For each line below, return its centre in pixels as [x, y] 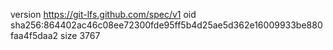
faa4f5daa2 [34, 35]
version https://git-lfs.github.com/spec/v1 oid [103, 14]
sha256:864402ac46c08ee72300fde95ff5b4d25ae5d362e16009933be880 [166, 25]
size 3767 [80, 35]
